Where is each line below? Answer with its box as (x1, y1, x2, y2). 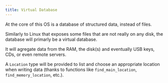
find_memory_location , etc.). (5, 71, 64, 78)
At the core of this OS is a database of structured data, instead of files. (5, 21, 152, 27)
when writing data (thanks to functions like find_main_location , (5, 66, 137, 72)
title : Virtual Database (5, 7, 58, 13)
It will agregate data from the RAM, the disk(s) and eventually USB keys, (5, 46, 155, 52)
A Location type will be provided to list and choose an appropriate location (5, 61, 160, 67)
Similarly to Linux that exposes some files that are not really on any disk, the (5, 31, 163, 37)
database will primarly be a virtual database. (5, 36, 97, 42)
